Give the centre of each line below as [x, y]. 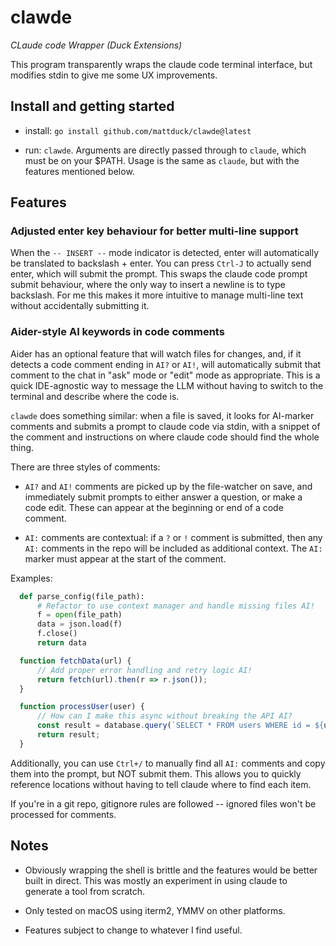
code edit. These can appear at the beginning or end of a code [154, 507]
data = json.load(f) [79, 624]
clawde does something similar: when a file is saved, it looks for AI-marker [162, 415]
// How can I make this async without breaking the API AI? [164, 716]
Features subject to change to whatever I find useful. [133, 930]
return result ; [68, 735]
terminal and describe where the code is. [95, 396]
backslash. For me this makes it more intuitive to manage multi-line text [157, 295]
